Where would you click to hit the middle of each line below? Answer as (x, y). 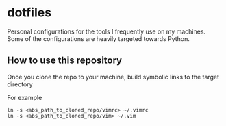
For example (25, 97)
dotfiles (29, 13)
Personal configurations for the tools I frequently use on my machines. (106, 32)
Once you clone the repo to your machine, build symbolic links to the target (113, 77)
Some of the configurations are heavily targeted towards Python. (98, 38)
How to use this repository (65, 61)
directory (20, 84)
